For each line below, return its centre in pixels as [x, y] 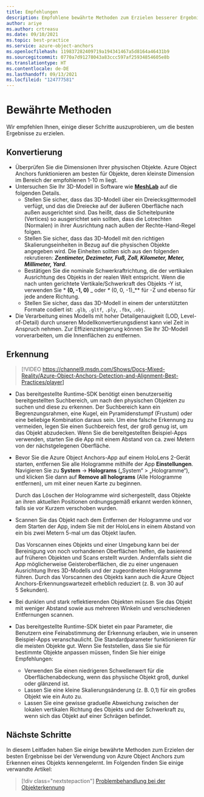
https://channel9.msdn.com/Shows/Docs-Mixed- [104, 369]
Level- [189, 316]
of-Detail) [27, 322]
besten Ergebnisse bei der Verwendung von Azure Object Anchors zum [96, 756]
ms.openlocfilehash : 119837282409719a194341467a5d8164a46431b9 [88, 52]
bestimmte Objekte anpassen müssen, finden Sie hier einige [90, 652]
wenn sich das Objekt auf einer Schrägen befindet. [88, 715]
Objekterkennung [43, 787]
